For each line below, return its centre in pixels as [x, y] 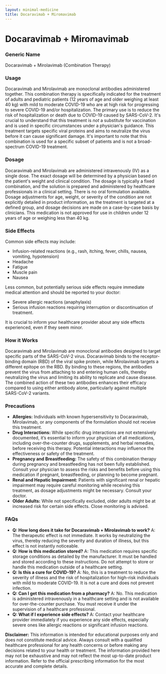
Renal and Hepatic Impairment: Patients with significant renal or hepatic [86, 480]
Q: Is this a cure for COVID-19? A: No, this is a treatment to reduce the [84, 572]
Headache [23, 261]
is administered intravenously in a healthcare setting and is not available [85, 599]
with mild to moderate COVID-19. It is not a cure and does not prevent [83, 583]
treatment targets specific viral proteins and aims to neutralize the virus [78, 131]
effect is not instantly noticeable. [45, 546]
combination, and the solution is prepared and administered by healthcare [80, 186]
